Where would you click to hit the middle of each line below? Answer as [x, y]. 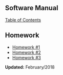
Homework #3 [26, 57]
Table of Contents [23, 20]
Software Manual [32, 8]
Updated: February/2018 [30, 67]
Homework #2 [26, 52]
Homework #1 [26, 47]
